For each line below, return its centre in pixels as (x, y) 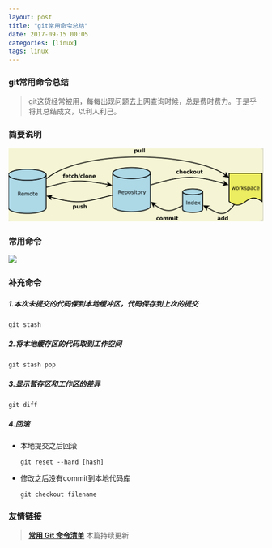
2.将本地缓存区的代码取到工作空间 (65, 344)
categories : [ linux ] (43, 43)
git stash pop (32, 365)
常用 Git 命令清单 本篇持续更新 (79, 536)
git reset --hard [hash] (62, 462)
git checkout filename (58, 494)
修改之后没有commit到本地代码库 (75, 478)
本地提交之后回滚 (49, 446)
